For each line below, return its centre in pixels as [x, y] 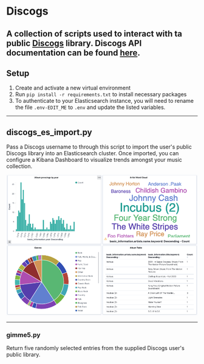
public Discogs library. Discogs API [74, 43]
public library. [23, 355]
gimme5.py [23, 335]
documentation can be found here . [73, 53]
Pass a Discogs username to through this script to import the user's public [99, 147]
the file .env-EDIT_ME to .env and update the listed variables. [90, 107]
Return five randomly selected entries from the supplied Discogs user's [96, 348]
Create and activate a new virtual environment [73, 88]
